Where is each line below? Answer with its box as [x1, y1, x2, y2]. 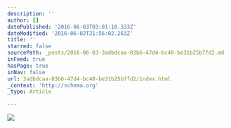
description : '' [7, 10, 55, 17]
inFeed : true [7, 56, 46, 63]
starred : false [7, 43, 52, 50]
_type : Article [7, 88, 52, 95]
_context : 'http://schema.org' [7, 82, 99, 89]
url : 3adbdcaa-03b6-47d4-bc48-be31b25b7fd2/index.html [7, 75, 171, 83]
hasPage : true [7, 62, 49, 69]
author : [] [7, 17, 39, 24]
